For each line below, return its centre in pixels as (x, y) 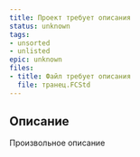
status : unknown (40, 26)
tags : (19, 34)
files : (22, 69)
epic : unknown (36, 60)
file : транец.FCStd (54, 85)
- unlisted (30, 51)
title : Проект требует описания (70, 18)
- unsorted (30, 43)
